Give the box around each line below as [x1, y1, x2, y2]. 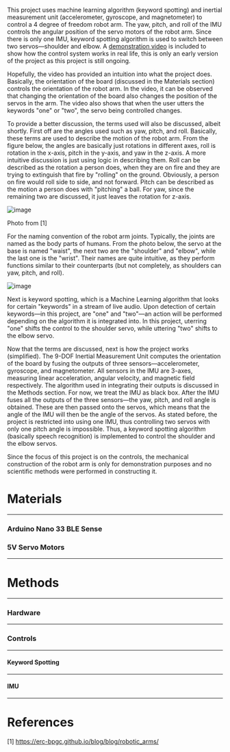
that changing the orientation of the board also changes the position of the [7, 92, 218, 100]
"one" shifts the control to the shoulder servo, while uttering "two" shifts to [7, 325, 218, 332]
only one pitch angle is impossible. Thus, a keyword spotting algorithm [7, 425, 207, 433]
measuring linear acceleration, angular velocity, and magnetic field [7, 374, 195, 382]
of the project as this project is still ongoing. [7, 57, 131, 64]
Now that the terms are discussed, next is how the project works [7, 345, 190, 353]
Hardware [7, 608, 41, 618]
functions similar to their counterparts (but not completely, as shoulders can [7, 262, 222, 269]
